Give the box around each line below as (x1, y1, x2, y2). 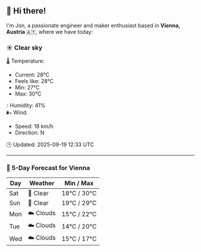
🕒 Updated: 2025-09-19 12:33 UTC (6, 141, 95, 148)
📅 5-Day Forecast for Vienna (6, 164, 90, 172)
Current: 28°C (14, 71, 50, 78)
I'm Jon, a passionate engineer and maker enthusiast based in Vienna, (6, 21, 181, 29)
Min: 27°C (14, 84, 40, 91)
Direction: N (14, 129, 45, 136)
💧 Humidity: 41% (6, 102, 46, 109)
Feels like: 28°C (14, 78, 54, 85)
